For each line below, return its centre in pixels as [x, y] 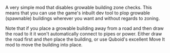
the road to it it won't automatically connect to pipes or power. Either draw [84, 34]
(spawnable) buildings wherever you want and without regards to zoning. [83, 18]
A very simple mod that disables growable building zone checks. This [79, 7]
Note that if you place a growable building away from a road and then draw [85, 28]
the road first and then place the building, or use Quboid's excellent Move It [85, 39]
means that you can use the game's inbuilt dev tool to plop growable [78, 13]
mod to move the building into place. [44, 45]
